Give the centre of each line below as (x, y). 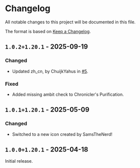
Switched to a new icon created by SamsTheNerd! (62, 134)
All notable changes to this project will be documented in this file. (70, 22)
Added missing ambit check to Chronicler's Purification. (68, 94)
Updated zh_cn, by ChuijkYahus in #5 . (50, 71)
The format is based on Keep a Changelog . (48, 31)
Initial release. (19, 161)
